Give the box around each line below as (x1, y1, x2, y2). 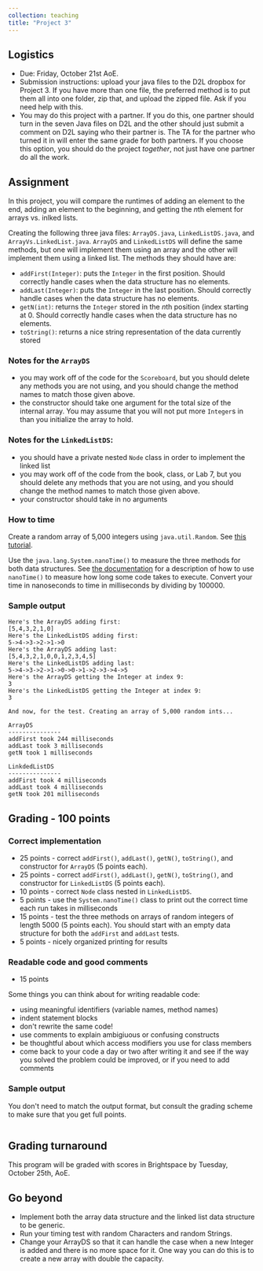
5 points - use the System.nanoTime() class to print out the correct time (19, 895, 249, 904)
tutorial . (8, 540, 33, 550)
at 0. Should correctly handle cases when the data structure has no (19, 310, 238, 320)
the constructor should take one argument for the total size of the (19, 398, 232, 408)
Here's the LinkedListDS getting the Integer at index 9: (8, 687, 202, 695)
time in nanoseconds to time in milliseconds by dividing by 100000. (8, 580, 225, 591)
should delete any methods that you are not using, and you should (19, 477, 234, 487)
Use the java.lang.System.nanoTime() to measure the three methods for (8, 556, 241, 565)
